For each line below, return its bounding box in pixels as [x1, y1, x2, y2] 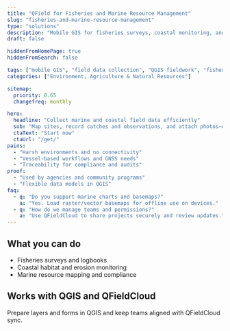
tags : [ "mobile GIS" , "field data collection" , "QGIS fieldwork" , [7, 66, 201, 73]
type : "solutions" [7, 23, 60, 29]
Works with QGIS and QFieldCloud [7, 291, 156, 302]
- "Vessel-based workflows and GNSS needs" [13, 155, 139, 162]
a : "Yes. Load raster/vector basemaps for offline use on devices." [19, 199, 219, 206]
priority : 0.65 [13, 92, 57, 99]
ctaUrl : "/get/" [13, 136, 60, 143]
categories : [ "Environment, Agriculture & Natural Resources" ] [7, 73, 192, 79]
